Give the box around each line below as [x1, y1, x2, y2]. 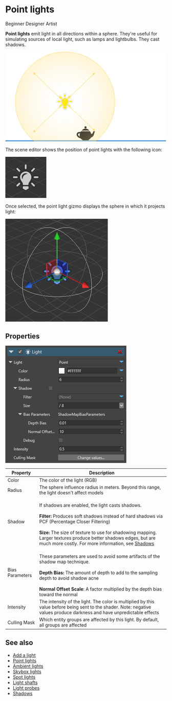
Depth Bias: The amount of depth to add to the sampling [39, 569, 158, 576]
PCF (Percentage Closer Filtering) [39, 519, 111, 525]
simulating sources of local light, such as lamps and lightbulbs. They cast [5, 36, 160, 42]
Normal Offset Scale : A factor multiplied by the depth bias [39, 586, 162, 592]
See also [5, 638, 33, 647]
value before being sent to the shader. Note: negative [39, 604, 152, 610]
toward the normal [39, 591, 78, 597]
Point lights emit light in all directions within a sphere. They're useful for [5, 30, 158, 36]
